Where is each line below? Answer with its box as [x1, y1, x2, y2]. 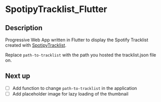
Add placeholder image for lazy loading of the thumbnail [12, 90, 128, 96]
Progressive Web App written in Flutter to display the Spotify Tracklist [5, 37, 148, 43]
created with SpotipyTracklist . [5, 42, 66, 48]
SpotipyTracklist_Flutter [5, 4, 107, 15]
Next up [5, 72, 30, 80]
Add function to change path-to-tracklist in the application [12, 85, 137, 91]
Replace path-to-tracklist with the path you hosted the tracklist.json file [5, 52, 156, 58]
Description [5, 24, 42, 32]
